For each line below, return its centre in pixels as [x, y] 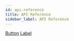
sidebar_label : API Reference [37, 19]
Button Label [18, 33]
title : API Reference [28, 14]
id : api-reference [25, 10]
